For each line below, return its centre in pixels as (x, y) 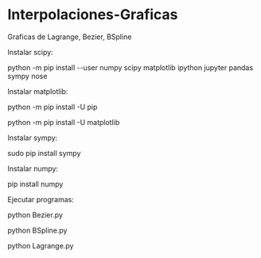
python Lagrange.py (41, 245)
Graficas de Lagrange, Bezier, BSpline (70, 37)
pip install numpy (35, 184)
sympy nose (27, 76)
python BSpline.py (37, 230)
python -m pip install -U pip (53, 107)
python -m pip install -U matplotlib (64, 122)
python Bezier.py (35, 215)
